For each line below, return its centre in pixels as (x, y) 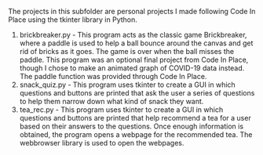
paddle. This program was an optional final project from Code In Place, (134, 59)
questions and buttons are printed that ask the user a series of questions (137, 93)
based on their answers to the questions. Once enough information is (131, 126)
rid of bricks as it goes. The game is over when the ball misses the (126, 51)
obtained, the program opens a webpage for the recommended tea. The (136, 135)
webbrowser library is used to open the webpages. (102, 143)
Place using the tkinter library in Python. (73, 20)
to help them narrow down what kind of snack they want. (111, 101)
